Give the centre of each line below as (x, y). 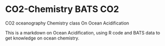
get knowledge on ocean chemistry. (42, 38)
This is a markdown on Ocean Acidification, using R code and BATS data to (83, 32)
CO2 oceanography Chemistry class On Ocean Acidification (67, 23)
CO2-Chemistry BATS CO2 (62, 9)
